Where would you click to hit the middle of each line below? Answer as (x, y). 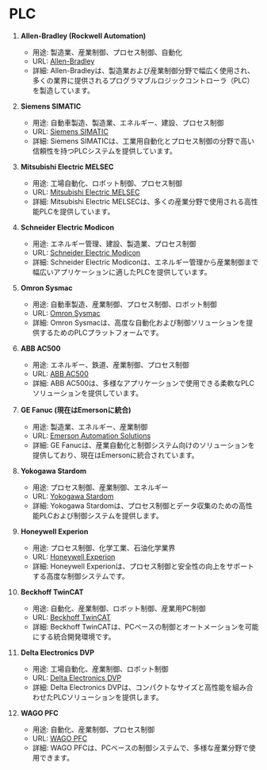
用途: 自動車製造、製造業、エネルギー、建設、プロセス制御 (128, 122)
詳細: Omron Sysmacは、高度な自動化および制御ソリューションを (139, 322)
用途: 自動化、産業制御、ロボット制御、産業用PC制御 (119, 608)
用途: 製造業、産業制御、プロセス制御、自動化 (107, 52)
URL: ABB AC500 (61, 373)
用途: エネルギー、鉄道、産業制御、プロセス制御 (111, 364)
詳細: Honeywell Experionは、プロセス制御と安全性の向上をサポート (143, 566)
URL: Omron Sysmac (66, 313)
